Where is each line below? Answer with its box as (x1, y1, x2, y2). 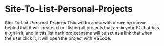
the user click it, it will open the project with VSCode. (5, 35, 111, 41)
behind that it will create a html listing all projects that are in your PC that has (5, 24, 159, 30)
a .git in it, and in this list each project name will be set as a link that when (5, 30, 153, 36)
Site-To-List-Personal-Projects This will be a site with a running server (5, 20, 146, 25)
